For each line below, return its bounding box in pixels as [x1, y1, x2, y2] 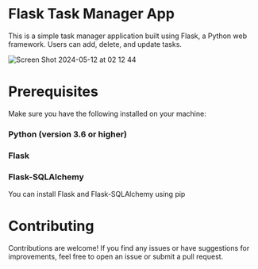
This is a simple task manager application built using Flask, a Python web [8, 31, 248, 40]
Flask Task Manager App [8, 5, 175, 23]
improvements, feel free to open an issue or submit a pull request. [8, 252, 224, 261]
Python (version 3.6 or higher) [8, 129, 127, 140]
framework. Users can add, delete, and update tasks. [8, 39, 183, 48]
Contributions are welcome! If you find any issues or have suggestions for [8, 243, 250, 252]
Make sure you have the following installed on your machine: [8, 109, 206, 118]
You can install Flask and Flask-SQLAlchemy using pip [8, 190, 186, 199]
